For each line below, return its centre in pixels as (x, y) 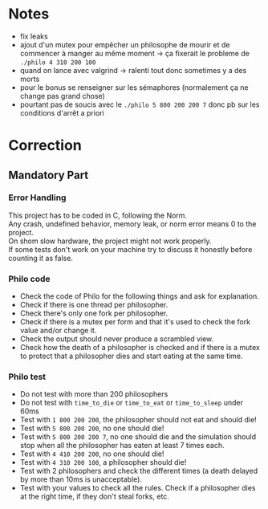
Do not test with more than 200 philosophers (94, 394)
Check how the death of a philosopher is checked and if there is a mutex (140, 348)
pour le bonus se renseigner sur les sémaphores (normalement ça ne (134, 87)
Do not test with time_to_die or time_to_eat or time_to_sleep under (131, 403)
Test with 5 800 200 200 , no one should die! (92, 428)
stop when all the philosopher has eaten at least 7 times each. (122, 446)
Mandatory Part (49, 175)
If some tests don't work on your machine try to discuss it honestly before (130, 249)
